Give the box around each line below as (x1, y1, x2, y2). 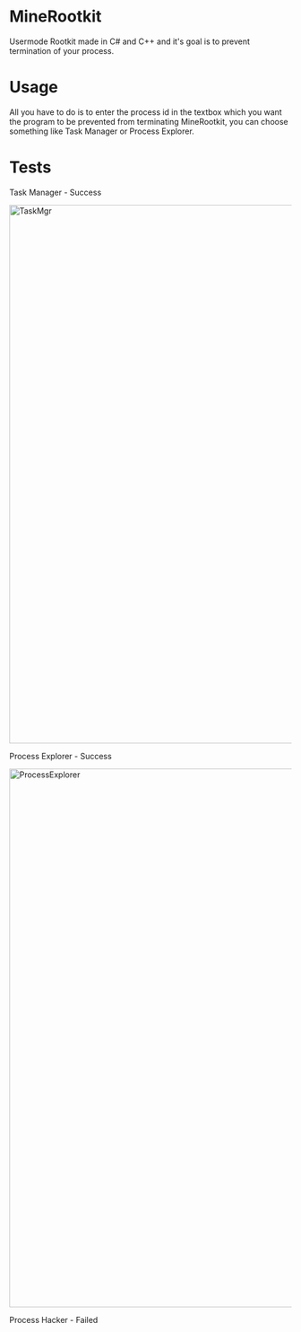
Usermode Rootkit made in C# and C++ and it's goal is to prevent (9, 36, 251, 47)
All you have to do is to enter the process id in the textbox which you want (9, 106, 282, 118)
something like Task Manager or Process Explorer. (9, 126, 194, 136)
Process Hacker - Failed (9, 1314, 99, 1325)
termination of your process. (9, 45, 115, 56)
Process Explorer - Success (9, 750, 112, 761)
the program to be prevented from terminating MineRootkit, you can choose (9, 116, 288, 127)
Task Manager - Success (9, 187, 102, 197)
